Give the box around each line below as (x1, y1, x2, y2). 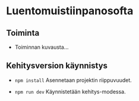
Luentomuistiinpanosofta (6, 4, 134, 18)
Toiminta (6, 28, 40, 38)
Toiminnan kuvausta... (14, 43, 69, 50)
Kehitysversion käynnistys (6, 61, 108, 71)
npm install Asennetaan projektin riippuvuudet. (14, 76, 132, 84)
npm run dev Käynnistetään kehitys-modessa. (14, 88, 126, 95)
